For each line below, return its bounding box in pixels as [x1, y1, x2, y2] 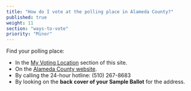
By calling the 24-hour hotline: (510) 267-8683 [14, 72, 131, 79]
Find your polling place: [6, 47, 64, 54]
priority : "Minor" [6, 31, 52, 37]
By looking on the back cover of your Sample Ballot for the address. [14, 78, 186, 86]
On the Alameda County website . [14, 65, 98, 72]
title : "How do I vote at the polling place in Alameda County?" [6, 8, 174, 15]
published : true [6, 14, 47, 20]
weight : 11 [6, 20, 34, 26]
